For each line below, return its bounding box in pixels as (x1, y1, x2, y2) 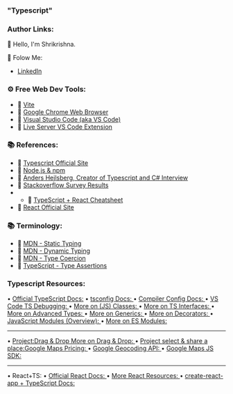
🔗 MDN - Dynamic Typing (17, 246, 91, 255)
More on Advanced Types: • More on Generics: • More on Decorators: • (7, 309, 214, 318)
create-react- (184, 372, 224, 380)
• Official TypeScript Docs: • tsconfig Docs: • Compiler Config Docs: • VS (7, 294, 218, 303)
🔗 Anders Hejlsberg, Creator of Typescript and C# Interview (17, 173, 189, 182)
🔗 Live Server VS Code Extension (17, 123, 113, 131)
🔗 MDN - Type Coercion (17, 254, 87, 262)
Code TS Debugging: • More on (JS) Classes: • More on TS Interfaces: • (7, 302, 215, 310)
